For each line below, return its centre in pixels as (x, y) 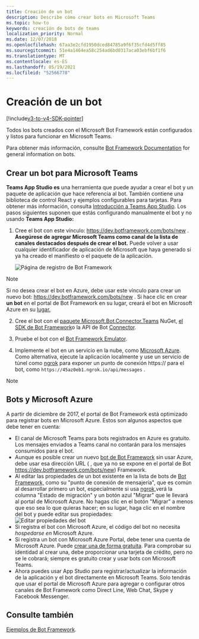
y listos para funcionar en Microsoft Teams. (59, 136)
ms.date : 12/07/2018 (32, 39)
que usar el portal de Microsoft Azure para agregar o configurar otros (100, 584)
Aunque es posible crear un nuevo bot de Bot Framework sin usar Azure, (104, 457)
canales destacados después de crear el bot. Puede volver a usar (97, 243)
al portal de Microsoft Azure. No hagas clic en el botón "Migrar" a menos (104, 501)
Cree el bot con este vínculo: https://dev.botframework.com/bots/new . (102, 230)
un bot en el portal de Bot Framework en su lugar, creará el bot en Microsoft (99, 303)
